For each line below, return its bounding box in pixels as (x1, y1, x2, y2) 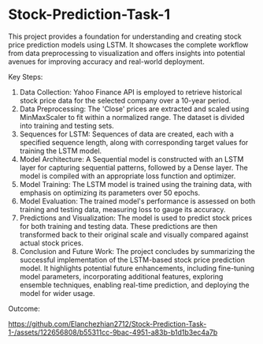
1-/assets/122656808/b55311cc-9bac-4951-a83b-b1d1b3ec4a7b (8, 327, 218, 337)
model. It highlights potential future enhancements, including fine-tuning (19, 263, 254, 273)
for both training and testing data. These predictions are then (19, 221, 218, 230)
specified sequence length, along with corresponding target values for (19, 137, 249, 147)
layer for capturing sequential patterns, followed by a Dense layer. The (19, 163, 248, 172)
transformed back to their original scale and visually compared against (19, 230, 249, 239)
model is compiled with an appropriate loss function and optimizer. (19, 171, 236, 181)
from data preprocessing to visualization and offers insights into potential (8, 48, 246, 58)
